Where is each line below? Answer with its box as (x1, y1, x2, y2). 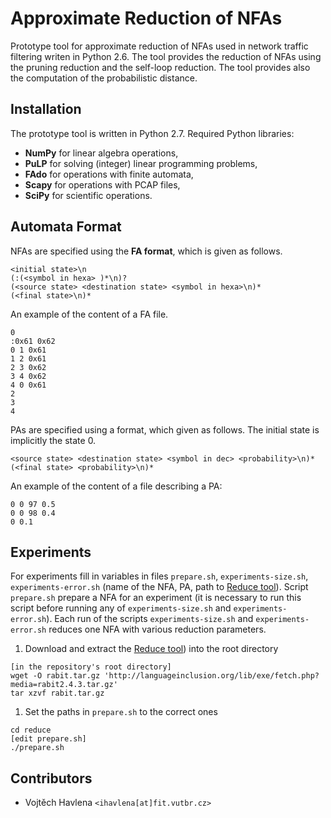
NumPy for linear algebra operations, (24, 147, 179, 159)
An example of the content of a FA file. (10, 308, 169, 320)
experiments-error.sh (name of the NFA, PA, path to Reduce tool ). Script (10, 581, 309, 593)
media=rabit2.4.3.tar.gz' (10, 680, 118, 690)
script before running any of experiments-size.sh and (10, 602, 232, 614)
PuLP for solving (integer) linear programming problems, (24, 157, 258, 169)
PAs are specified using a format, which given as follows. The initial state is (10, 423, 320, 436)
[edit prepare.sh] (10, 734, 87, 744)
